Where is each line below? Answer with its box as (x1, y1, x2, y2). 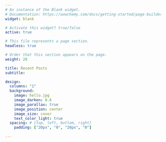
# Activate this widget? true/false (5, 25, 81, 30)
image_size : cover (14, 111, 52, 116)
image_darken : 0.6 (14, 98, 52, 103)
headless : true (5, 43, 37, 48)
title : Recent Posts (5, 66, 48, 71)
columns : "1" (9, 84, 37, 89)
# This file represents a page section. (5, 39, 90, 44)
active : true (5, 30, 32, 35)
